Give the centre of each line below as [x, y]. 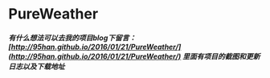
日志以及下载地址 [37, 66]
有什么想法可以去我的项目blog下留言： [72, 38]
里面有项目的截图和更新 [221, 56]
